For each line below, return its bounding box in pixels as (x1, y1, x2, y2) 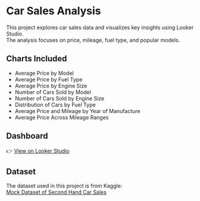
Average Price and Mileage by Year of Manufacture (14, 107, 141, 114)
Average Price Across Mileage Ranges (14, 114, 109, 121)
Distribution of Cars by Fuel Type (14, 101, 96, 108)
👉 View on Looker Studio (6, 147, 70, 154)
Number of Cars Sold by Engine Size (14, 95, 105, 102)
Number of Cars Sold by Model (14, 88, 91, 96)
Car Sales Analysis (6, 4, 101, 18)
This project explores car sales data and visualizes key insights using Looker (6, 24, 194, 31)
